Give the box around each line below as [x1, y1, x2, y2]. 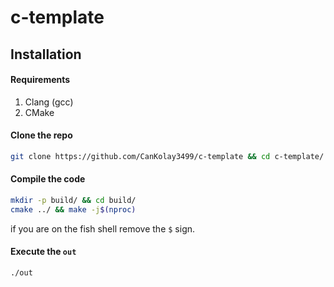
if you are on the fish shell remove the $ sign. [10, 222, 196, 235]
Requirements [10, 74, 71, 86]
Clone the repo [10, 129, 73, 141]
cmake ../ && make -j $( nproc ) [10, 204, 137, 215]
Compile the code [10, 173, 86, 185]
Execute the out [10, 246, 77, 258]
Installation [10, 46, 82, 63]
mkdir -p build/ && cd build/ [10, 196, 137, 206]
